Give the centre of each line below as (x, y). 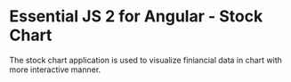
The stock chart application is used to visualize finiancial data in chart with (146, 60)
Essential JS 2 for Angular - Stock (136, 16)
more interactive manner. (55, 70)
